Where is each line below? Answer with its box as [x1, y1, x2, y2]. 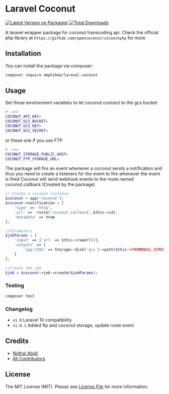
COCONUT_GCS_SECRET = [5, 128, 49, 133]
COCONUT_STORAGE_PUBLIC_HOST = [5, 151, 69, 156]
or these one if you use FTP [5, 137, 63, 143]
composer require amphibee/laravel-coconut [5, 72, 98, 77]
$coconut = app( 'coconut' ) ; [5, 196, 64, 201]
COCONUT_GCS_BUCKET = [5, 119, 49, 124]
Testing [5, 282, 24, 289]
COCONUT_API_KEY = [5, 114, 42, 119]
